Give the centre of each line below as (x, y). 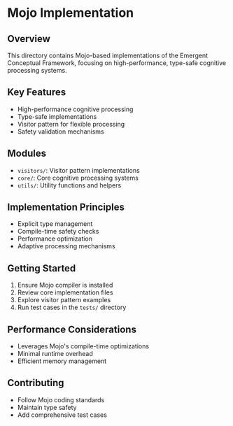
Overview (29, 39)
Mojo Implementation (71, 13)
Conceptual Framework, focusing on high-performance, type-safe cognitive (116, 63)
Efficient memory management (62, 361)
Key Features (37, 92)
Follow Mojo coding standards (61, 399)
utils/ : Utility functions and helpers (69, 185)
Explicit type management (55, 224)
